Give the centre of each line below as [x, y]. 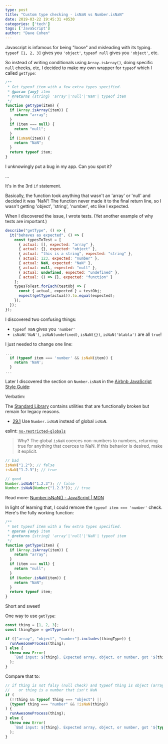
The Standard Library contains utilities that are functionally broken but [77, 406]
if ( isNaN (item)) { [30, 138]
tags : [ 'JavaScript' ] [28, 29]
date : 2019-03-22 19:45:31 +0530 [40, 19]
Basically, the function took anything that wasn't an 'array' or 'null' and [78, 196]
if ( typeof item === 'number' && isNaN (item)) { [61, 358]
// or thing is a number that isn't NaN [51, 690]
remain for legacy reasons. [33, 411]
